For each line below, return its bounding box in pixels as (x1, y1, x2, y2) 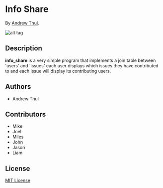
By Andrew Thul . (5, 20, 39, 26)
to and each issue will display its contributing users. (5, 68, 111, 74)
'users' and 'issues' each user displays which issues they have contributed (5, 62, 159, 68)
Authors (5, 82, 31, 91)
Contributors (5, 110, 46, 118)
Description (5, 44, 42, 53)
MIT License (5, 178, 31, 184)
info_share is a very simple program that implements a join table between (5, 57, 156, 63)
